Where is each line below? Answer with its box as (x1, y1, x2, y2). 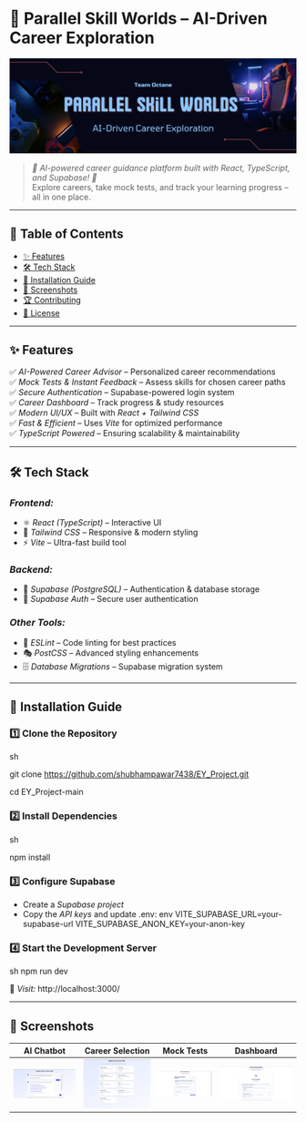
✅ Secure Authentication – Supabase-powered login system (9, 387, 235, 398)
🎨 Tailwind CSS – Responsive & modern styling (22, 527, 199, 538)
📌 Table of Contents (9, 227, 124, 242)
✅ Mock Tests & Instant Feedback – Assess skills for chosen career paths (9, 377, 286, 388)
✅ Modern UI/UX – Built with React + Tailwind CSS (9, 407, 199, 418)
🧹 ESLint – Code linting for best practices (22, 637, 177, 648)
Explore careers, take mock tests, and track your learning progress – (31, 181, 289, 192)
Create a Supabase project (22, 899, 125, 910)
